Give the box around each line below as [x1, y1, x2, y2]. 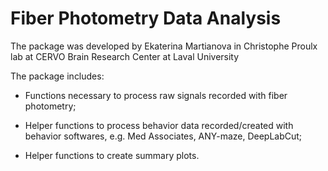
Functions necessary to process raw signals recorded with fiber [24, 89, 288, 101]
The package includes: [10, 70, 105, 82]
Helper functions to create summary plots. [24, 149, 200, 161]
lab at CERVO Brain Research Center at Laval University [10, 50, 240, 62]
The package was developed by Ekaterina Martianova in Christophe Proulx [10, 40, 318, 52]
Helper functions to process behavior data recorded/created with [24, 119, 294, 131]
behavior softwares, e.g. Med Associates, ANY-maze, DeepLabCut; [24, 130, 303, 142]
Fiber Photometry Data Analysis [10, 7, 282, 30]
